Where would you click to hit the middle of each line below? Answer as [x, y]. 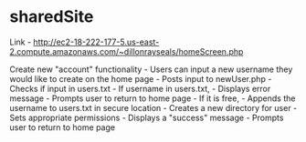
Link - [21, 42]
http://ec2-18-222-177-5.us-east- [96, 42]
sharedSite [52, 17]
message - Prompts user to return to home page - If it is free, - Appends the [153, 98]
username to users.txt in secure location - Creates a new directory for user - [153, 107]
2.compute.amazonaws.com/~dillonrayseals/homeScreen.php [127, 51]
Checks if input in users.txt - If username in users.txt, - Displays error [140, 88]
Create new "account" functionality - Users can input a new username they [151, 69]
